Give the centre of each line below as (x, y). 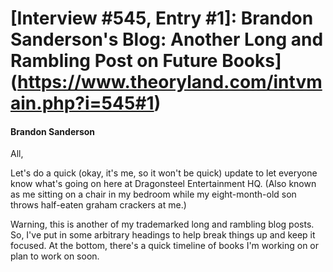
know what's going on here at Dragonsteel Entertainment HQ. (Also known (163, 184)
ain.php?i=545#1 (82, 103)
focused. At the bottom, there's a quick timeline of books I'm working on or (165, 246)
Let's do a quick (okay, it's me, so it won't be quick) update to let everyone (164, 173)
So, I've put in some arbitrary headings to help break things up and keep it (163, 235)
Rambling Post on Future (114, 61)
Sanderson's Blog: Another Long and (167, 39)
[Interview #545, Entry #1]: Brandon (162, 18)
